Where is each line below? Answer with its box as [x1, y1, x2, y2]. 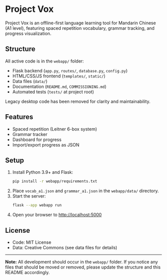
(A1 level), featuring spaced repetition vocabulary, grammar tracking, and [5, 25, 155, 31]
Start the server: [12, 193, 46, 199]
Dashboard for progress [12, 137, 62, 142]
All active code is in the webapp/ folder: [5, 58, 84, 64]
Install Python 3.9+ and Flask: [12, 169, 74, 175]
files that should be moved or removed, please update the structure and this [5, 264, 161, 270]
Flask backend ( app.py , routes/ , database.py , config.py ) [12, 68, 128, 73]
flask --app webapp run [12, 203, 62, 208]
